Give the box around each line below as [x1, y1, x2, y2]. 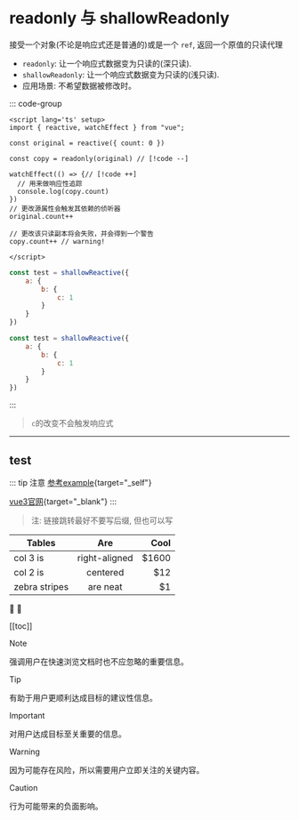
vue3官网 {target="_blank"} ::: [9, 496, 117, 507]
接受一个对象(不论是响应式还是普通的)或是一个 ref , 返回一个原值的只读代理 [9, 39, 283, 50]
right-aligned [77, 552, 133, 564]
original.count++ [9, 212, 74, 221]
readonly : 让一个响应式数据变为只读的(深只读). [21, 58, 192, 68]
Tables [26, 537, 56, 549]
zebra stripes [13, 581, 69, 592]
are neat [87, 581, 123, 592]
